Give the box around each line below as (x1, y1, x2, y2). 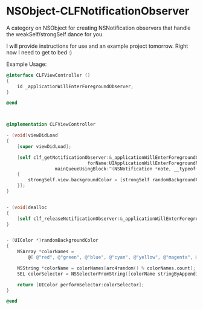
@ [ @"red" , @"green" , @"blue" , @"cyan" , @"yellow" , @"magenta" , (28, 254, 193, 260)
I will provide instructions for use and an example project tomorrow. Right (6, 42, 188, 50)
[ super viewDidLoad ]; (17, 143, 71, 149)
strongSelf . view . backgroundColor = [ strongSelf (28, 177, 150, 183)
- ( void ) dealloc (6, 204, 47, 210)
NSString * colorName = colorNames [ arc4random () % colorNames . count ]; (17, 265, 196, 271)
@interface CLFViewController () (6, 72, 91, 78)
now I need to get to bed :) (6, 48, 72, 56)
